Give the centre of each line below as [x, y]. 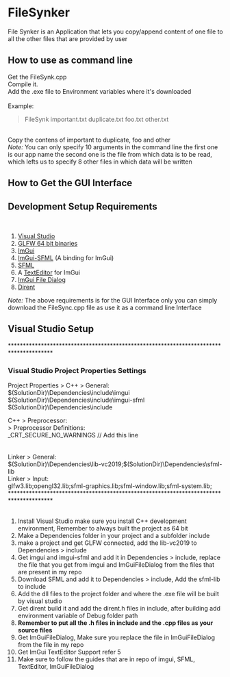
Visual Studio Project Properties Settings [77, 370]
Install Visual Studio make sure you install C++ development [102, 521]
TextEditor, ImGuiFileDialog [56, 667]
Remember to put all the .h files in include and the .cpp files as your [115, 623]
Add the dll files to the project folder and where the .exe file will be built [118, 594]
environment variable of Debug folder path [78, 616]
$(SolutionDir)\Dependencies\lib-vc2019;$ [67, 464]
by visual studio [40, 601]
